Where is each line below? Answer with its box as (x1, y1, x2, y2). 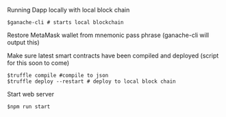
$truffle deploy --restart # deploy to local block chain (7, 78, 176, 85)
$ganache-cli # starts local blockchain (7, 19, 125, 26)
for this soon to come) (7, 59, 70, 67)
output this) (7, 38, 40, 47)
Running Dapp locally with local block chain (7, 6, 130, 14)
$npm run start (7, 103, 51, 110)
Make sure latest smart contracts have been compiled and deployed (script (7, 51, 219, 60)
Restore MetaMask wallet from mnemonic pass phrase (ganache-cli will (7, 31, 210, 39)
